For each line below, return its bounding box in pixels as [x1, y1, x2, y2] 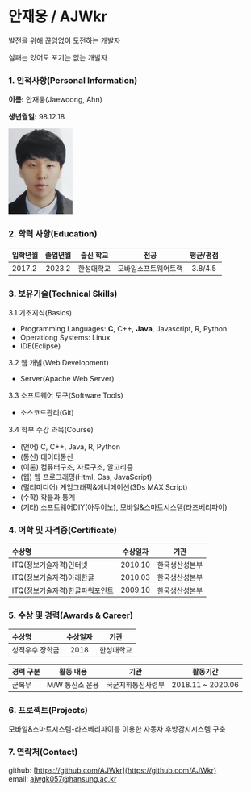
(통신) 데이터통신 [19, 452, 74, 462]
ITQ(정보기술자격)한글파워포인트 [11, 586, 115, 595]
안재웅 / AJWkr [8, 7, 107, 26]
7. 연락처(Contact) [8, 747, 78, 758]
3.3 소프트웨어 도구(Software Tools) [8, 390, 123, 400]
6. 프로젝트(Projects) [8, 704, 89, 715]
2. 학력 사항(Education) [8, 228, 98, 240]
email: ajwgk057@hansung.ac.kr [8, 773, 117, 783]
